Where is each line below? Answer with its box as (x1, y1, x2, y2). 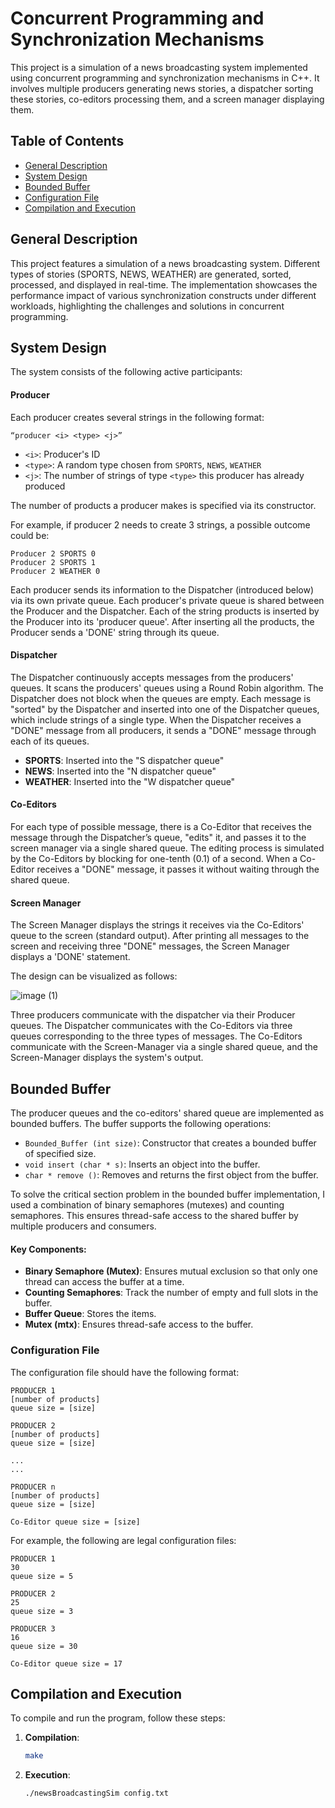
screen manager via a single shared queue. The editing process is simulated (10, 842, 325, 854)
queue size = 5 (10, 1571, 74, 1581)
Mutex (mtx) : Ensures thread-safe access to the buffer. (24, 1318, 254, 1331)
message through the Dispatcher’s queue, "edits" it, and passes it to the (10, 831, 307, 843)
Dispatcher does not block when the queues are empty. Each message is (10, 692, 312, 704)
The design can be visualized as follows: (10, 970, 178, 982)
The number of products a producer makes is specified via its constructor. (10, 499, 317, 511)
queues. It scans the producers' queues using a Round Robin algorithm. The (10, 682, 324, 694)
